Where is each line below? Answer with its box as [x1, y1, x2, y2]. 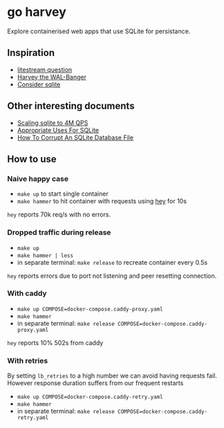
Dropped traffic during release [7, 227, 111, 237]
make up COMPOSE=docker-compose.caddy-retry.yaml [17, 393, 164, 401]
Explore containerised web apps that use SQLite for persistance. [7, 27, 191, 35]
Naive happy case [7, 174, 69, 183]
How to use [7, 153, 57, 165]
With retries [7, 355, 48, 365]
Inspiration [7, 47, 55, 59]
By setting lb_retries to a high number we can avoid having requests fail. [7, 371, 218, 380]
